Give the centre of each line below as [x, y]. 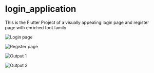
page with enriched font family [36, 27]
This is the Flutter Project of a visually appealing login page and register [77, 22]
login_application [41, 9]
